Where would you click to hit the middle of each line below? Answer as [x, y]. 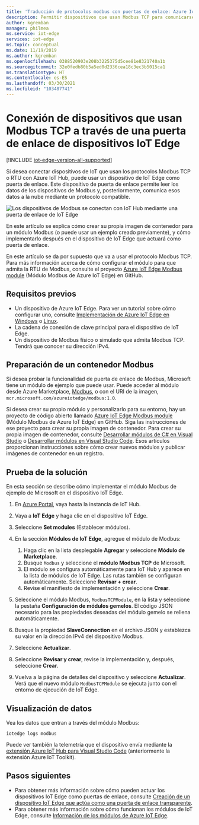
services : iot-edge [30, 39]
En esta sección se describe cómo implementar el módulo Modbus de [91, 487]
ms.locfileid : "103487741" [39, 89]
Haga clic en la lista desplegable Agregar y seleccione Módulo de [104, 550]
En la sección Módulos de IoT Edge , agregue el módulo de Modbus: [97, 539]
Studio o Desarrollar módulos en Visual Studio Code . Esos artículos [88, 441]
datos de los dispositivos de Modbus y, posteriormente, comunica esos [93, 190]
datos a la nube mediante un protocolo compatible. [68, 196]
